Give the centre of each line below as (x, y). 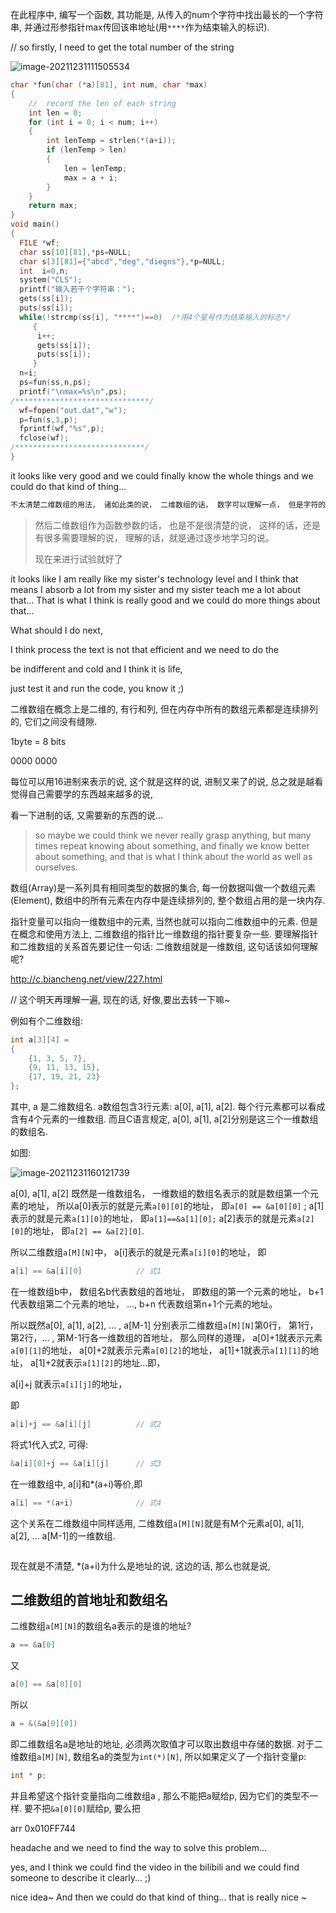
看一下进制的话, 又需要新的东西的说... (87, 815)
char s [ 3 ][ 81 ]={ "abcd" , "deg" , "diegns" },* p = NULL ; (122, 261)
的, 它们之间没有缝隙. (54, 721)
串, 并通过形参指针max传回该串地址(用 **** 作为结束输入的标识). (140, 27)
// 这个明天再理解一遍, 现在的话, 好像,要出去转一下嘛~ (120, 999)
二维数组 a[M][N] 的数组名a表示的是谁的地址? (101, 1626)
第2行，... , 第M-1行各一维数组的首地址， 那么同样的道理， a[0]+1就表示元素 (166, 1337)
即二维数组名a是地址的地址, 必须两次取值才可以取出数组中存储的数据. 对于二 (166, 1744)
